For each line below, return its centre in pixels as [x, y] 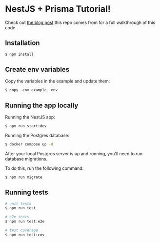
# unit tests [18, 203]
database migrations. [26, 159]
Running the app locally [42, 105]
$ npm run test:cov [25, 235]
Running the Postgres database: [37, 135]
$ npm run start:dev [26, 126]
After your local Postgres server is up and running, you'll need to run [74, 153]
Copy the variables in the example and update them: [58, 81]
